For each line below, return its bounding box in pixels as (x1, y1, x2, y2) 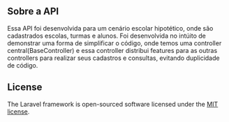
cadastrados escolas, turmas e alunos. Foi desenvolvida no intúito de (7, 31, 206, 40)
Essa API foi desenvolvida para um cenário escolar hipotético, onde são (7, 24, 214, 32)
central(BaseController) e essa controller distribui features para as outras (7, 46, 218, 54)
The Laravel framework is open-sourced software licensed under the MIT (7, 100, 219, 108)
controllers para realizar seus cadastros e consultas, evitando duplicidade (7, 54, 220, 62)
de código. (7, 61, 38, 69)
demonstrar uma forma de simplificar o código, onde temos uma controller (7, 38, 222, 47)
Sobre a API (7, 6, 59, 17)
